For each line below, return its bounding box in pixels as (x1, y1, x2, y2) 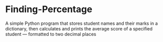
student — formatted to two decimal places (5, 31, 97, 37)
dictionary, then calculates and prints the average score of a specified (5, 25, 153, 31)
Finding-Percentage (5, 4, 92, 15)
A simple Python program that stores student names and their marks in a (5, 20, 158, 26)
